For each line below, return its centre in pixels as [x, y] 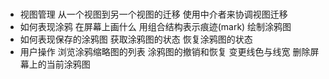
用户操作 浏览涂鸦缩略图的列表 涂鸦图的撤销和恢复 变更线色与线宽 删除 [165, 52]
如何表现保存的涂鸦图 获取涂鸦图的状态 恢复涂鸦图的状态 [136, 39]
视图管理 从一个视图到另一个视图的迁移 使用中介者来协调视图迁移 [153, 14]
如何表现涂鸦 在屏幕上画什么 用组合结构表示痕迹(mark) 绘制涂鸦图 [155, 27]
